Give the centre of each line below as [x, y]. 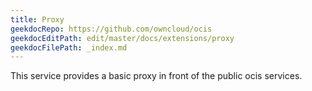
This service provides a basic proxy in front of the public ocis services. [156, 76]
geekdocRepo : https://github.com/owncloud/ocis [111, 29]
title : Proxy [37, 19]
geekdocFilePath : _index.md [69, 47]
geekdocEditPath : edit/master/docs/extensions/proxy [122, 38]
